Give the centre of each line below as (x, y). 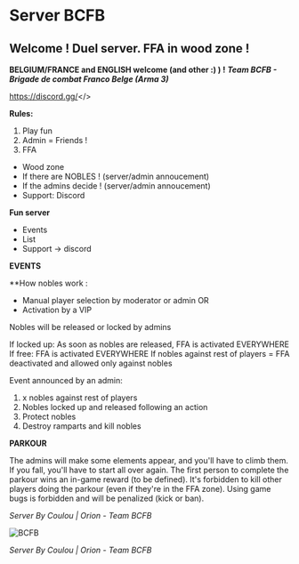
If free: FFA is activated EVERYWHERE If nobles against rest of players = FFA (149, 354)
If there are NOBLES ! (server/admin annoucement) (116, 176)
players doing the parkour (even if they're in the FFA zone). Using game (140, 489)
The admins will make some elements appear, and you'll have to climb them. (149, 460)
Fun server (30, 213)
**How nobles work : (48, 283)
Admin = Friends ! (55, 140)
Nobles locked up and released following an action (115, 407)
